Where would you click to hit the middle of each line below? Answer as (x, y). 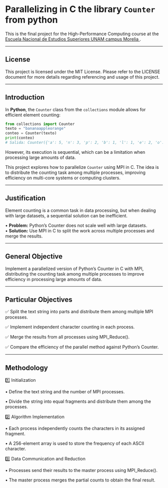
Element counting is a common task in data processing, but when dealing (80, 210)
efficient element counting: (33, 115)
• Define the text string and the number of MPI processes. (65, 392)
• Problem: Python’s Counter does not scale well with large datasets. (76, 225)
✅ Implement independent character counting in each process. (70, 327)
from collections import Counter (40, 124)
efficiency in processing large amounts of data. (54, 279)
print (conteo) (20, 138)
